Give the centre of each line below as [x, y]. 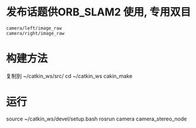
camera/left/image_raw [34, 28]
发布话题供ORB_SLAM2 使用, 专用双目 [99, 12]
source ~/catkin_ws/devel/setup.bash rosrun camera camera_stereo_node [97, 119]
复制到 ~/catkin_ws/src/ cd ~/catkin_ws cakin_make [69, 76]
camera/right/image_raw [35, 33]
